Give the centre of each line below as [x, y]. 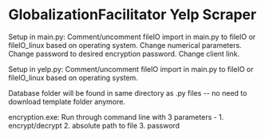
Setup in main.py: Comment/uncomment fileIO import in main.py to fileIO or [132, 37]
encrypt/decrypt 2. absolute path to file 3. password [94, 125]
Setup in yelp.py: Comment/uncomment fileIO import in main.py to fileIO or [131, 69]
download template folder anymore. [67, 101]
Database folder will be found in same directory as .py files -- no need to [128, 93]
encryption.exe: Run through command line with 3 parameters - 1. [116, 116]
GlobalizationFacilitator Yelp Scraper [132, 15]
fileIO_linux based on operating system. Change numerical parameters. [125, 45]
